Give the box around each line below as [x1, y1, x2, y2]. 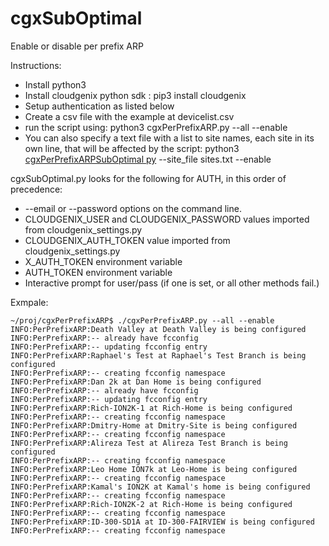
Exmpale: [10, 296, 49, 308]
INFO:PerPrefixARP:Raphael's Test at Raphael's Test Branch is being [10, 350, 307, 361]
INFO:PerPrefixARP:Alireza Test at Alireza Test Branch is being [10, 438, 288, 448]
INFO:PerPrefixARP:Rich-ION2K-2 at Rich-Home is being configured [10, 499, 293, 509]
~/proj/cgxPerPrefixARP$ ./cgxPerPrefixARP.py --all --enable [10, 315, 275, 326]
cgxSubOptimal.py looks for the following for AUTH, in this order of [10, 172, 287, 184]
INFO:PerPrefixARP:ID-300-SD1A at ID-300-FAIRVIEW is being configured [10, 517, 315, 527]
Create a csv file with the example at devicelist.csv [24, 110, 235, 122]
